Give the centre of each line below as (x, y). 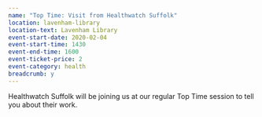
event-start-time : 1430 (47, 45)
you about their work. (43, 104)
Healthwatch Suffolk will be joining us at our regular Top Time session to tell (131, 96)
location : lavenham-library (54, 23)
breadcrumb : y (31, 74)
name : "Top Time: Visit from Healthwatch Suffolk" (93, 15)
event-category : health (47, 67)
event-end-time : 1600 (44, 52)
